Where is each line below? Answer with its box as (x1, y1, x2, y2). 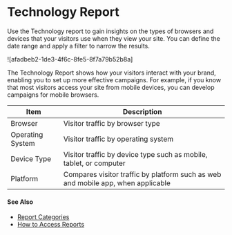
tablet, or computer (63, 158, 126, 168)
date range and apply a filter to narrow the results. (7, 41, 151, 50)
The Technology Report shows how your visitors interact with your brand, (7, 68, 216, 77)
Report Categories (17, 213, 70, 221)
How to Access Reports (17, 220, 85, 229)
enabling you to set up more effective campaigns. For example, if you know (7, 75, 222, 84)
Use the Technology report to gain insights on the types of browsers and (7, 27, 214, 35)
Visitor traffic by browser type (63, 118, 160, 128)
